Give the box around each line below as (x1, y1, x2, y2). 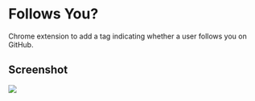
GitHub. (8, 39, 34, 49)
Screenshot (8, 63, 68, 77)
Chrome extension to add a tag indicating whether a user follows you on (8, 31, 247, 41)
